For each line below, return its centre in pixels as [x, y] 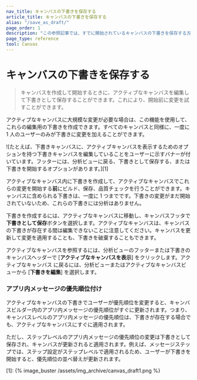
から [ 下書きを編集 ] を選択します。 [58, 272]
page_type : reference [33, 39]
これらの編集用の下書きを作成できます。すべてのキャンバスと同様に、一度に [98, 127]
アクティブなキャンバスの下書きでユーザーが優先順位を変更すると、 [88, 303]
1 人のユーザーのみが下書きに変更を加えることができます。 [77, 134]
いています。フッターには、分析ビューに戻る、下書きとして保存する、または [98, 161]
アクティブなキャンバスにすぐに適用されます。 [72, 325]
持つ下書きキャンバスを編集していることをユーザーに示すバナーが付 [108, 154]
